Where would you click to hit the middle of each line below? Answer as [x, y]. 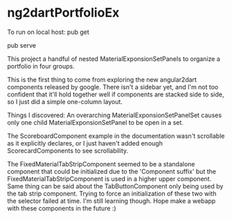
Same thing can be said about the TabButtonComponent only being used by [115, 186]
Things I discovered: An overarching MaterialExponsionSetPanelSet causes [115, 115]
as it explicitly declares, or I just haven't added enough [85, 143]
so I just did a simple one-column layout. [65, 101]
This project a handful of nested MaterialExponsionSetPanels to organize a [114, 59]
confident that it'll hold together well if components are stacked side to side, [116, 94]
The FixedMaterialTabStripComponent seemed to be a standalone [101, 164]
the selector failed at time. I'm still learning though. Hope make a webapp [111, 201]
